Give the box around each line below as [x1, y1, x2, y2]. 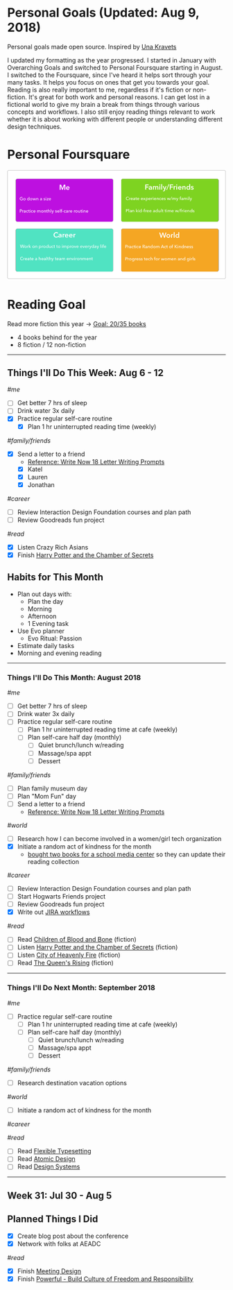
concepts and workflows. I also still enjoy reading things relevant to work [7, 108, 216, 116]
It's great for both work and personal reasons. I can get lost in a [28, 92, 210, 101]
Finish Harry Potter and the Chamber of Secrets [17, 551, 154, 559]
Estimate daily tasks [17, 641, 75, 650]
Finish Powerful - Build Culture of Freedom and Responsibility [17, 1275, 193, 1283]
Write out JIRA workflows [17, 908, 90, 917]
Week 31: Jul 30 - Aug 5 [7, 1189, 112, 1201]
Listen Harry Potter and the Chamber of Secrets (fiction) [17, 943, 178, 951]
